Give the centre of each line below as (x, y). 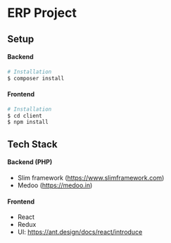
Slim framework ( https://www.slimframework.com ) (91, 177)
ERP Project (42, 13)
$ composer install (36, 78)
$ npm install (28, 122)
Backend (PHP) (30, 162)
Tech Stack (32, 144)
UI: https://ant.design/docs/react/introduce (80, 232)
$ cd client (25, 116)
